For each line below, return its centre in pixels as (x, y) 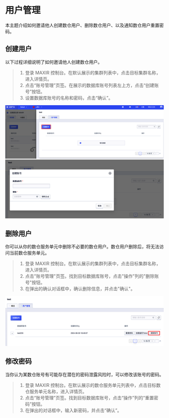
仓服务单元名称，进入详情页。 (56, 391)
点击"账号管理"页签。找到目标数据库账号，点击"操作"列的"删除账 (92, 276)
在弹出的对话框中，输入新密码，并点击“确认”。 (73, 410)
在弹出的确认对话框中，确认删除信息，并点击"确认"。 (80, 289)
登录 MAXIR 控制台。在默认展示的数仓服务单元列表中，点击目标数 (93, 385)
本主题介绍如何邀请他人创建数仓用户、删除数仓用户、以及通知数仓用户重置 (82, 25)
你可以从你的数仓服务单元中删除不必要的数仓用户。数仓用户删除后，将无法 (82, 246)
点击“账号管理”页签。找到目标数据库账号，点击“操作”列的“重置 (90, 397)
